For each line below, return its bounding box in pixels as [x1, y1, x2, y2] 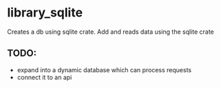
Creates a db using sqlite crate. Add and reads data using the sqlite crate [7, 27, 215, 36]
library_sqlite [7, 5, 83, 21]
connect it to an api [17, 73, 72, 81]
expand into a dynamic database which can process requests [17, 65, 191, 74]
